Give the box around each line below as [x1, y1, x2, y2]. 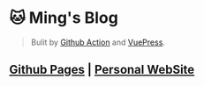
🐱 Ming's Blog [9, 8, 119, 28]
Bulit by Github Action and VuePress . [30, 37, 166, 47]
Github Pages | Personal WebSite [9, 62, 195, 77]
